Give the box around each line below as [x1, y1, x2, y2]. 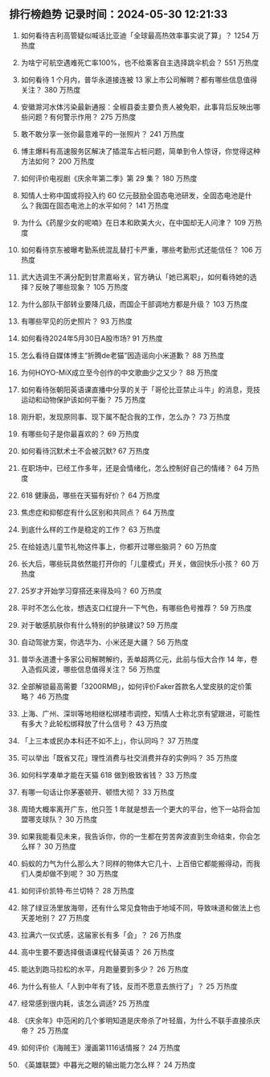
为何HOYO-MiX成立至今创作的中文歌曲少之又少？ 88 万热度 [20, 367, 219, 377]
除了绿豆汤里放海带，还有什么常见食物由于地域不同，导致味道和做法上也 [20, 902, 260, 912]
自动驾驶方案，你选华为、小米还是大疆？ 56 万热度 [20, 637, 189, 646]
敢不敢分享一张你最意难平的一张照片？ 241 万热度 [20, 129, 185, 138]
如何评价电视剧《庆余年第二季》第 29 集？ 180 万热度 [20, 173, 198, 183]
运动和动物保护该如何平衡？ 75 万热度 [20, 394, 146, 404]
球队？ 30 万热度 [42, 814, 98, 823]
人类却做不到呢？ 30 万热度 [27, 869, 119, 878]
